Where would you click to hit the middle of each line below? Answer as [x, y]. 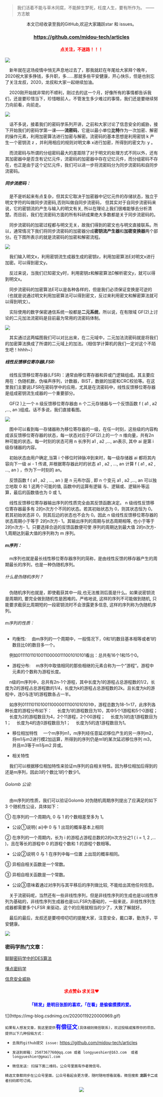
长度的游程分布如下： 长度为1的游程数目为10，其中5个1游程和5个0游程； [83, 711]
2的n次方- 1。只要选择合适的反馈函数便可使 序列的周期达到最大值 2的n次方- [81, 527]
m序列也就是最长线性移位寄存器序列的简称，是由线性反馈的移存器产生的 [81, 558]
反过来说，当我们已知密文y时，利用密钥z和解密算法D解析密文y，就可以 [80, 273]
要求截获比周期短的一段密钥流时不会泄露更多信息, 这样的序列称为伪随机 [80, 605]
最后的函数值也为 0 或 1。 [39, 493]
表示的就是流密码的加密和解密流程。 [66, 237]
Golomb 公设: [18, 784]
